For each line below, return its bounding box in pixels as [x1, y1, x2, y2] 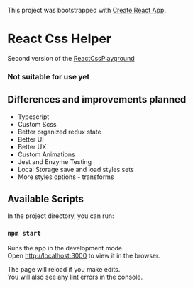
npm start [7, 229, 41, 238]
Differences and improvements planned [7, 93, 187, 105]
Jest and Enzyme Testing [17, 157, 92, 166]
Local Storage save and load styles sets [17, 165, 135, 173]
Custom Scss [17, 120, 57, 128]
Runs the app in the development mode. [7, 243, 124, 252]
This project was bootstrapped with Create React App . [7, 6, 167, 14]
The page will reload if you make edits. [7, 265, 121, 273]
